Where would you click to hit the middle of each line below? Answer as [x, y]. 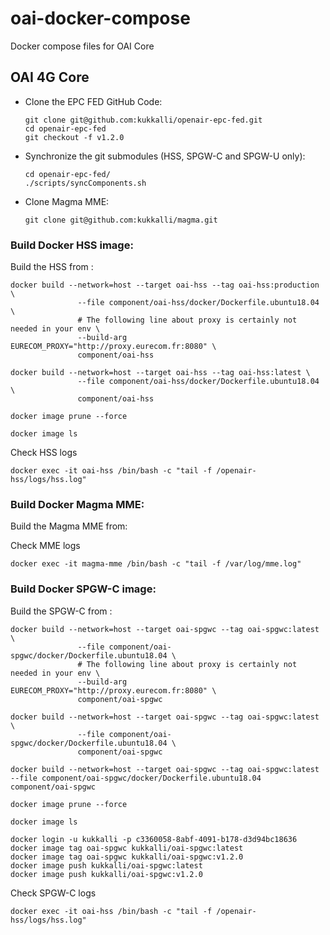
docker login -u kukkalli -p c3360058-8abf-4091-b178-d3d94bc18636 [154, 839]
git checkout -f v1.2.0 [74, 137]
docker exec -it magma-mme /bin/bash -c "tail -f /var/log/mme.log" [156, 564]
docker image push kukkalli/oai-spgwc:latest [106, 865]
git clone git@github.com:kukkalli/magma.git [121, 220]
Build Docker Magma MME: [77, 504]
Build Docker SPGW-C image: [83, 589]
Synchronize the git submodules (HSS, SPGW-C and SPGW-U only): [165, 156]
